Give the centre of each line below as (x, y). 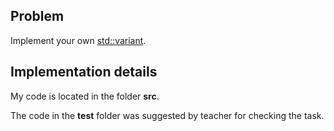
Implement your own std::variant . (78, 40)
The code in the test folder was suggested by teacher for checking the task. (167, 115)
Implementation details (84, 72)
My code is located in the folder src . (85, 96)
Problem (37, 16)
